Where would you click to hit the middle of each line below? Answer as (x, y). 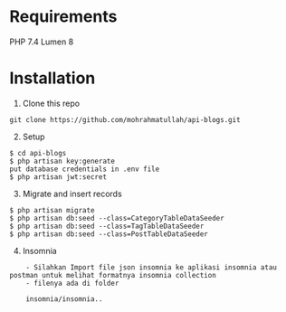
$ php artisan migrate (52, 210)
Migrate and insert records (72, 194)
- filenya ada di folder (72, 283)
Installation (52, 78)
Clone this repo (51, 103)
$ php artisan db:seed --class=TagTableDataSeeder (107, 226)
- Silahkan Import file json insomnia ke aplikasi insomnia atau (152, 267)
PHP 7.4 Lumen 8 (42, 42)
